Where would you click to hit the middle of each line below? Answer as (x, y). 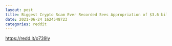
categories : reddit (26, 24)
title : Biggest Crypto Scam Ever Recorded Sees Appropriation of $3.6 (82, 15)
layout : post (19, 10)
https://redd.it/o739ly (28, 38)
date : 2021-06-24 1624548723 (36, 19)
